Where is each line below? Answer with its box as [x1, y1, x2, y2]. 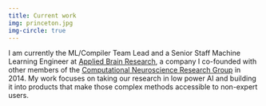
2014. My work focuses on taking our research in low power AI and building [8, 73, 257, 84]
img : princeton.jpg [8, 19, 73, 27]
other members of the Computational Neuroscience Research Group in [8, 65, 241, 75]
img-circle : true [8, 26, 66, 34]
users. [8, 91, 30, 100]
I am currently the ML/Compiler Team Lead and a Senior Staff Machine [8, 49, 241, 58]
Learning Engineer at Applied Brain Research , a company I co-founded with [8, 57, 257, 66]
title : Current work [8, 11, 77, 20]
